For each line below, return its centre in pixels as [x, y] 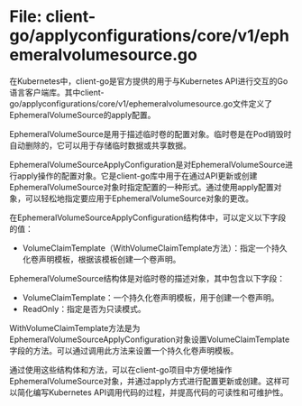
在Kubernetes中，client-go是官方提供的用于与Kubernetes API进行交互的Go [149, 81]
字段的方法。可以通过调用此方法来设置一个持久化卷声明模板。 [124, 350]
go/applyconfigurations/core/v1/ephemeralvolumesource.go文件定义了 [141, 103]
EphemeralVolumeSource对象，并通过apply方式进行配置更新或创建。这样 [146, 381]
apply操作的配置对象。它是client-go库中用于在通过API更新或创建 [137, 175]
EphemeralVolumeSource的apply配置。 [82, 115]
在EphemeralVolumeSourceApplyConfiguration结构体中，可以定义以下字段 [148, 217]
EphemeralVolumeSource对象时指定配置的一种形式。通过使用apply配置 [142, 187]
